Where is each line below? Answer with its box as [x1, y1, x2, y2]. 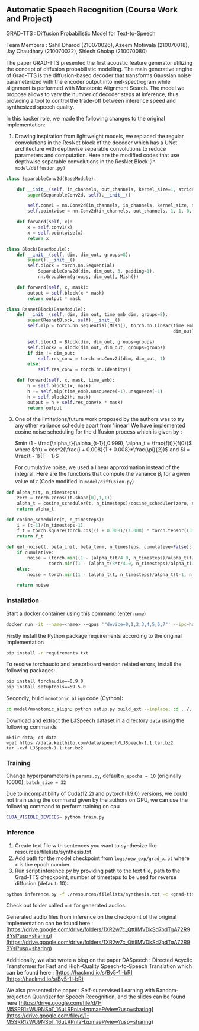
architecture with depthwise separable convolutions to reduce [14, 145, 166, 152]
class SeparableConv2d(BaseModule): [6, 175, 97, 182]
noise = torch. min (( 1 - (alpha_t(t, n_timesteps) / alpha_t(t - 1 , [27, 571, 187, 578]
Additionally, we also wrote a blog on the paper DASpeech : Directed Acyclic [6, 956, 192, 964]
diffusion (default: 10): [14, 880, 69, 887]
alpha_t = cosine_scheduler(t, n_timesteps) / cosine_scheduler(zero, [17, 500, 190, 507]
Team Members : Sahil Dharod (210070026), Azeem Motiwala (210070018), [6, 41, 190, 48]
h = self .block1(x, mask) [27, 383, 92, 389]
